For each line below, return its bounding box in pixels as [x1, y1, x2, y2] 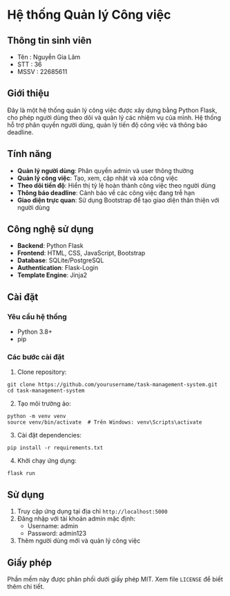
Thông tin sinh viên [7, 35, 92, 46]
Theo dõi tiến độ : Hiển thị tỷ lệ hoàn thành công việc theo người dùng [17, 181, 216, 190]
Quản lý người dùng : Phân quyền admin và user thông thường [17, 166, 194, 174]
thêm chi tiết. [7, 582, 45, 591]
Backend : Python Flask [17, 242, 84, 250]
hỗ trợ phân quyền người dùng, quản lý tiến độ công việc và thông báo [7, 120, 208, 129]
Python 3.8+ [17, 327, 53, 336]
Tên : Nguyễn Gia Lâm [17, 53, 81, 61]
